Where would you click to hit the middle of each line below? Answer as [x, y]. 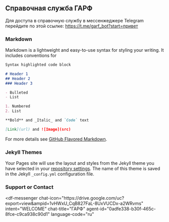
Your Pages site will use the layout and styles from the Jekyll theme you [80, 163]
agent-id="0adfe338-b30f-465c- [121, 209]
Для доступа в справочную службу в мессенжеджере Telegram [74, 20]
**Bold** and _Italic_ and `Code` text [47, 120]
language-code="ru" [72, 214]
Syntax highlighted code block [38, 65]
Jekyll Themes [24, 152]
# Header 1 [17, 74]
